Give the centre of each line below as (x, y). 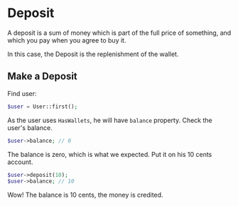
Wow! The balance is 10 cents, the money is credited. (85, 195)
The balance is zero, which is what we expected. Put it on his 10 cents (110, 154)
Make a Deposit (43, 76)
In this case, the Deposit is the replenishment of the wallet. (93, 54)
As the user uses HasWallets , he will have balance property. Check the (110, 120)
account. (20, 162)
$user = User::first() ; (43, 107)
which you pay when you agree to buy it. (67, 40)
